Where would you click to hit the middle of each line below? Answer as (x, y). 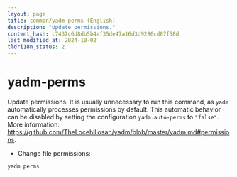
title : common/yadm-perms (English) (61, 21)
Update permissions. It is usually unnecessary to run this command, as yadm (118, 102)
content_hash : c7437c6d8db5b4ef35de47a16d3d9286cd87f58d (93, 34)
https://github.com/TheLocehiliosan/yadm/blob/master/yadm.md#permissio (118, 132)
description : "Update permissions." (61, 27)
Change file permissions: (54, 153)
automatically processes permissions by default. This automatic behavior (114, 109)
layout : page (27, 14)
